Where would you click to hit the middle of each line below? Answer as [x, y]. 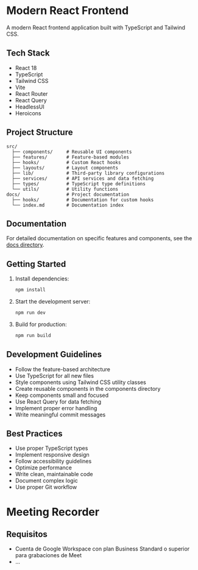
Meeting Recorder [53, 512]
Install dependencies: [42, 279]
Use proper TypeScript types [51, 448]
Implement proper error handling [56, 408]
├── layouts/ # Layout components [65, 168]
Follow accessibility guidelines [53, 461]
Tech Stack [28, 53]
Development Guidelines [54, 354]
